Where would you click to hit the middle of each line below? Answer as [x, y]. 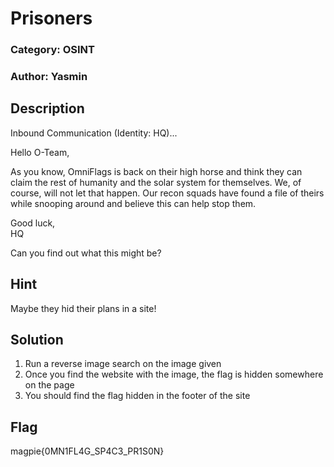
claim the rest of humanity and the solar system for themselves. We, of [156, 182]
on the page [49, 385]
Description [47, 108]
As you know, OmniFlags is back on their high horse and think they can [156, 171]
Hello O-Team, [40, 152]
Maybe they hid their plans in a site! [83, 308]
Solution [37, 340]
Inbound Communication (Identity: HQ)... [94, 133]
